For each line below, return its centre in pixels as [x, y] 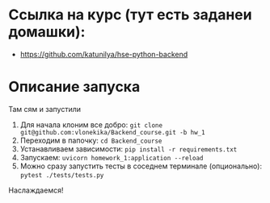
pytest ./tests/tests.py [62, 175]
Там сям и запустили [45, 109]
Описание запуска [74, 87]
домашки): [47, 32]
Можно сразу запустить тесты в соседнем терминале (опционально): [141, 166]
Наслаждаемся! [36, 190]
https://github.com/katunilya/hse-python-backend [104, 54]
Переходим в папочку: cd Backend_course [91, 140]
